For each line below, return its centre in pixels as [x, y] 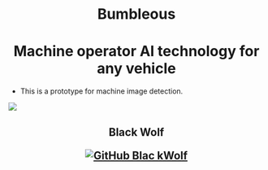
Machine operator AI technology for [136, 52]
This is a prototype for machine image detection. [102, 91]
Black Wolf [136, 132]
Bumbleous [136, 14]
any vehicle [136, 69]
